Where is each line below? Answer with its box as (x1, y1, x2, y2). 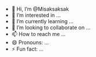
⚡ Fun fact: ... (11, 45, 44, 52)
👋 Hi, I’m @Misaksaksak (11, 6, 69, 12)
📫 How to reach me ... (11, 31, 66, 37)
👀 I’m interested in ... (11, 12, 61, 19)
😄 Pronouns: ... (11, 39, 49, 46)
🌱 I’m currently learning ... (11, 18, 74, 24)
